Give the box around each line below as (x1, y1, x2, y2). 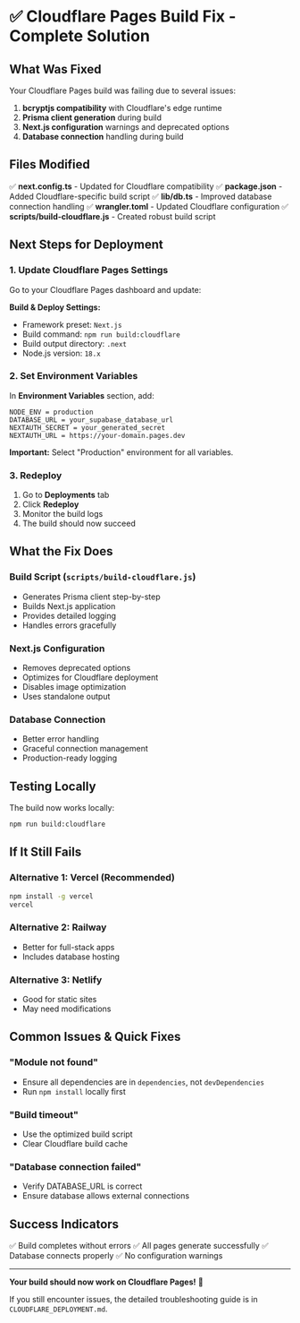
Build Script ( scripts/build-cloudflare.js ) (9, 571, 196, 583)
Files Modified (9, 157, 91, 172)
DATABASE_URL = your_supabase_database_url (9, 415, 174, 425)
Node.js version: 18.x (21, 348, 101, 358)
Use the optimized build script (21, 1129, 133, 1139)
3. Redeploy (9, 468, 62, 481)
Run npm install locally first (21, 1086, 127, 1096)
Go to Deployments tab (21, 490, 110, 501)
